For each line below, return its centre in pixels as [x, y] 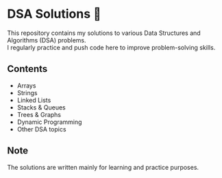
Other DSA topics [41, 129]
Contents [27, 69]
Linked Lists [34, 100]
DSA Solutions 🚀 [54, 14]
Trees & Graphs [39, 114]
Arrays [26, 86]
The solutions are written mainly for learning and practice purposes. [103, 167]
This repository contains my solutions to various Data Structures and [104, 33]
